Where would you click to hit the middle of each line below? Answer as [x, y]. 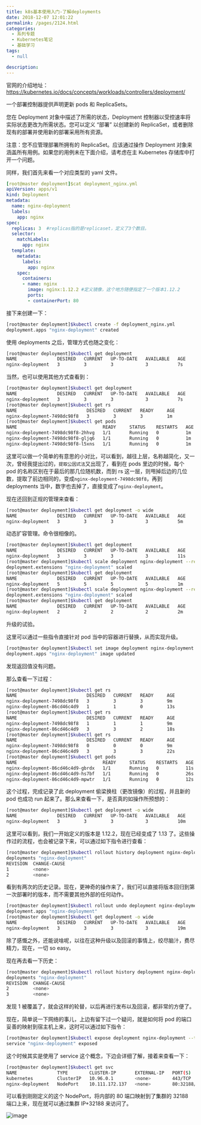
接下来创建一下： [27, 313]
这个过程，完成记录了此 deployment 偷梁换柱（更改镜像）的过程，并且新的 [98, 792]
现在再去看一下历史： [32, 961]
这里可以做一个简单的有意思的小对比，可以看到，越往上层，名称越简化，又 [98, 456]
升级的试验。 [22, 624]
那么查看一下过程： [30, 679]
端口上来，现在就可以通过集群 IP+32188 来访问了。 [69, 1103]
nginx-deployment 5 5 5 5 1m [95, 584]
